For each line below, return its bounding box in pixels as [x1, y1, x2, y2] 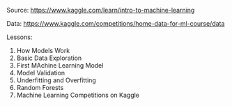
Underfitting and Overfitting [16, 76, 97, 84]
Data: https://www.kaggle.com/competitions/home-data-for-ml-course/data [6, 20, 225, 27]
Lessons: [6, 33, 33, 41]
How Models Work [16, 47, 70, 54]
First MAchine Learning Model [16, 61, 104, 69]
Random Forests [16, 84, 64, 91]
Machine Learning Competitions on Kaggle [16, 91, 140, 99]
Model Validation [16, 69, 65, 77]
